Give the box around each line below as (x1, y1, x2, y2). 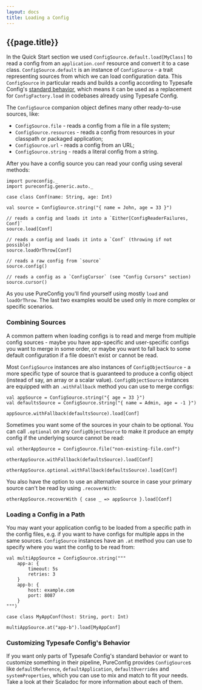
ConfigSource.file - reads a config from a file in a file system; (15, 122, 171, 130)
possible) (6, 242, 32, 248)
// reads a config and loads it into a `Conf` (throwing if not (6, 237, 172, 243)
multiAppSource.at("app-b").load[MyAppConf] (6, 624, 121, 630)
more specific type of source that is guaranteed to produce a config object (6, 370, 193, 377)
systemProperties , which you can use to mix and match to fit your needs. (6, 672, 189, 679)
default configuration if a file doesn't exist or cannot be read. (6, 351, 158, 359)
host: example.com (28, 587, 75, 593)
